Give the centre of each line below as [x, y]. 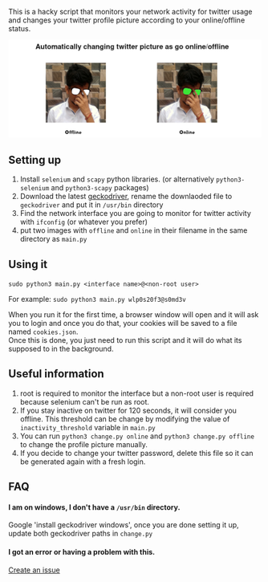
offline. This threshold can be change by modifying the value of [125, 419]
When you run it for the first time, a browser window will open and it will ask [134, 315]
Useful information [56, 374]
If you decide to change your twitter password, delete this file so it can [136, 453]
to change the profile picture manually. [84, 444]
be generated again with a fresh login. [83, 462]
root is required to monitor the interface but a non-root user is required [137, 393]
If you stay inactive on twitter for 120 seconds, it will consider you [128, 410]
